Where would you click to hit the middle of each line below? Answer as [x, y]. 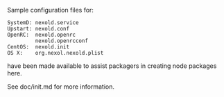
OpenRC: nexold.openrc [42, 35]
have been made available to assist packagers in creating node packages [112, 66]
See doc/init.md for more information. [61, 87]
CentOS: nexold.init [38, 47]
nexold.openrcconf [62, 41]
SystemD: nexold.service [43, 23]
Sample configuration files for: [50, 10]
